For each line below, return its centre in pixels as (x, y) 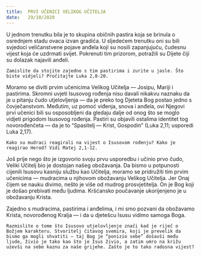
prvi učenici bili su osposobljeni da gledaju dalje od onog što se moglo (93, 112)
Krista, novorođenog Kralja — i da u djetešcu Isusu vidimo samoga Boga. (96, 215)
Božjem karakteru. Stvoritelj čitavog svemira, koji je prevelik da (94, 231)
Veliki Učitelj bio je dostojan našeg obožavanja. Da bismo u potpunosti (93, 165)
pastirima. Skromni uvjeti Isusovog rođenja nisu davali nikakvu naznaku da (98, 93)
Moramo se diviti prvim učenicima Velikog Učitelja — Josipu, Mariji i (90, 87)
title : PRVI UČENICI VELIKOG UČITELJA (56, 12)
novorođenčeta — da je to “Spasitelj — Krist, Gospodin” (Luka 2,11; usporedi (100, 125)
